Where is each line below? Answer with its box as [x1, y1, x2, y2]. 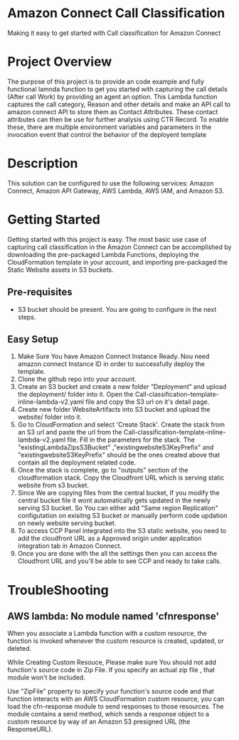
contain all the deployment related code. [17, 458, 137, 467]
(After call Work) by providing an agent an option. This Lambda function [7, 92, 218, 101]
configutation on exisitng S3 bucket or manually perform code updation [17, 512, 228, 520]
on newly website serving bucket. [17, 519, 117, 527]
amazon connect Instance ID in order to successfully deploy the [17, 360, 205, 368]
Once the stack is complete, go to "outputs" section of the [17, 466, 188, 475]
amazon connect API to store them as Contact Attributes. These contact [7, 107, 218, 116]
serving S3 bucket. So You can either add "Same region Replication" [17, 504, 218, 512]
